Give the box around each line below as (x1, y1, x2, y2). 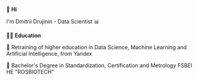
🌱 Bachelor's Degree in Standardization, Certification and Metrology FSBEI (6, 62, 193, 69)
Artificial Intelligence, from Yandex (6, 50, 92, 57)
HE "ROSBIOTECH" (6, 68, 55, 75)
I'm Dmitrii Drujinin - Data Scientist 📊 (6, 18, 100, 25)
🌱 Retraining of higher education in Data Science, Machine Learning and (6, 44, 187, 51)
